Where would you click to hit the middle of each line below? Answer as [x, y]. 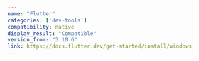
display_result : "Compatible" [52, 33]
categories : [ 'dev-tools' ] [47, 20]
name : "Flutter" [31, 14]
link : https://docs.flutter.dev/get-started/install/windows [100, 46]
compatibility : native [41, 27]
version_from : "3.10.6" [43, 40]
